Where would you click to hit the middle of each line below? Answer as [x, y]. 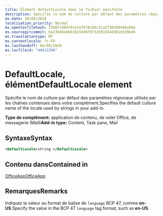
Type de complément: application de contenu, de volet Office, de [71, 117]
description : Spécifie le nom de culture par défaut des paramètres [76, 14]
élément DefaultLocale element [69, 84]
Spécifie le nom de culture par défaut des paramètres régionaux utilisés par [81, 98]
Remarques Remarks [36, 191]
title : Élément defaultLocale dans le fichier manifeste [64, 9]
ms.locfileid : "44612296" [31, 50]
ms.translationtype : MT [29, 37]
